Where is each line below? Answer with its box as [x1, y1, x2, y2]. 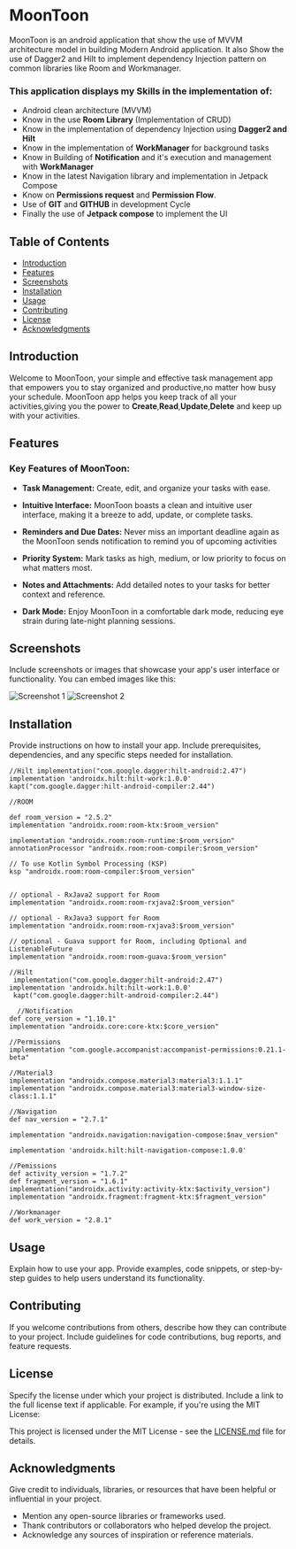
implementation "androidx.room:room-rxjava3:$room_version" [9, 921, 236, 930]
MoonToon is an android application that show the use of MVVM [9, 35, 243, 45]
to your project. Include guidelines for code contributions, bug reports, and [9, 1331, 282, 1342]
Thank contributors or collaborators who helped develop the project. [21, 1520, 272, 1531]
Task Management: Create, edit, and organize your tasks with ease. [21, 482, 271, 493]
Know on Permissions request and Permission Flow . [21, 189, 216, 200]
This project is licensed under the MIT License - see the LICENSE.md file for [9, 1426, 286, 1437]
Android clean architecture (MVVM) [21, 105, 152, 116]
